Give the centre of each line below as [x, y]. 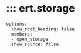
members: [22, 34]
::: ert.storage [41, 8]
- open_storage [30, 39]
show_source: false [35, 44]
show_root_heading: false [43, 29]
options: [17, 24]
